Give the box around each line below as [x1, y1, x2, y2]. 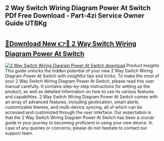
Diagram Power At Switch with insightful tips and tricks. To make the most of [5, 73, 160, 79]
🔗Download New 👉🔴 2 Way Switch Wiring [5, 39, 137, 48]
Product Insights [126, 63, 160, 68]
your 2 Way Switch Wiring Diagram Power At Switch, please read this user [5, 78, 155, 84]
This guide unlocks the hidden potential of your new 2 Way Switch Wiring [5, 68, 153, 73]
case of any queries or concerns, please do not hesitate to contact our [5, 125, 147, 131]
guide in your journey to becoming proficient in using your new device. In [5, 120, 153, 125]
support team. [5, 130, 34, 136]
